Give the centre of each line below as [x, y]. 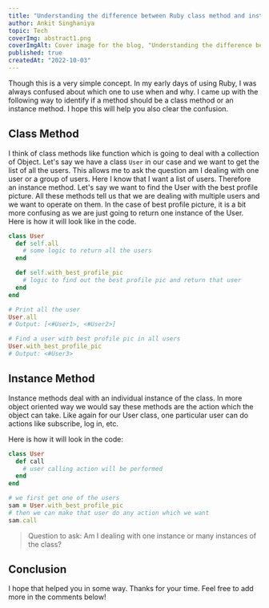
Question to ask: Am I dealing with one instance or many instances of [142, 536]
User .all [23, 317]
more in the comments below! [57, 597]
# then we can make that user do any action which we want [109, 513]
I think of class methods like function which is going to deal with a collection [134, 153]
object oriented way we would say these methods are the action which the [131, 406]
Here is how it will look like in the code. [72, 221]
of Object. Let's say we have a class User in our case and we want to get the [134, 162]
